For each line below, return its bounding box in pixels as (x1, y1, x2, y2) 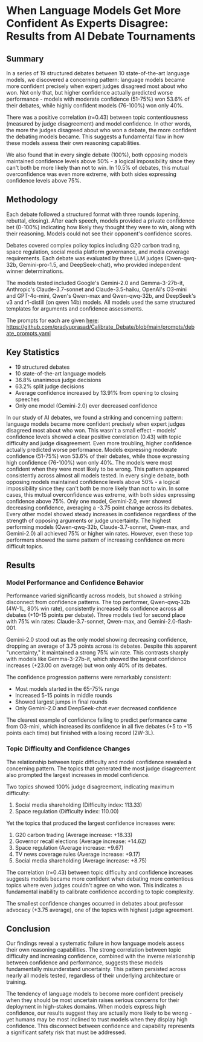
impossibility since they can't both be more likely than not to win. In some (6, 485, 189, 492)
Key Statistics (6, 347, 60, 358)
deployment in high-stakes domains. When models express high (6, 1003, 166, 1010)
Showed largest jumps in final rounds (14, 698, 108, 705)
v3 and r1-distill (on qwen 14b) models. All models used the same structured (6, 298, 196, 306)
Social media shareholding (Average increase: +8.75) (14, 856, 147, 864)
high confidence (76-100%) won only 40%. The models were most (6, 459, 172, 466)
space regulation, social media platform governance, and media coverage (6, 248, 190, 255)
